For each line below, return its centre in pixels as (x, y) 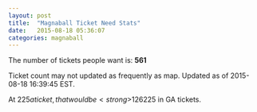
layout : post (30, 15)
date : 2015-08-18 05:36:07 (57, 30)
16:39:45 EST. (52, 84)
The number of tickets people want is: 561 (77, 60)
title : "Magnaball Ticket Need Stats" (75, 23)
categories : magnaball (46, 38)
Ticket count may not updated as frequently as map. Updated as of (119, 75)
